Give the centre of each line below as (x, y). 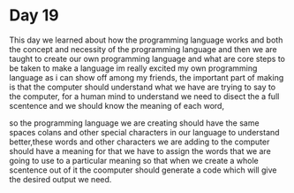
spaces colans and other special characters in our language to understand (144, 132)
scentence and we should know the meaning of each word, (117, 105)
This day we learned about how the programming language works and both (146, 40)
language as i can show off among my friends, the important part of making (147, 77)
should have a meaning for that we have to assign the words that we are (140, 151)
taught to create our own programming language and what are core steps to (147, 58)
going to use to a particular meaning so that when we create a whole (134, 160)
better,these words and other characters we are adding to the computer (139, 142)
